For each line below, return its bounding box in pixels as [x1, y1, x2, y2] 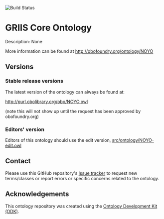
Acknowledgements [5, 190, 69, 199]
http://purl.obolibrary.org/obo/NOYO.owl [5, 99, 88, 105]
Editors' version [5, 126, 45, 133]
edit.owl [5, 142, 21, 148]
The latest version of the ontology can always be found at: [5, 89, 125, 95]
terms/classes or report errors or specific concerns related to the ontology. [5, 175, 160, 181]
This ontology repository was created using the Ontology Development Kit [5, 203, 158, 209]
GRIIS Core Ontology [5, 22, 92, 33]
